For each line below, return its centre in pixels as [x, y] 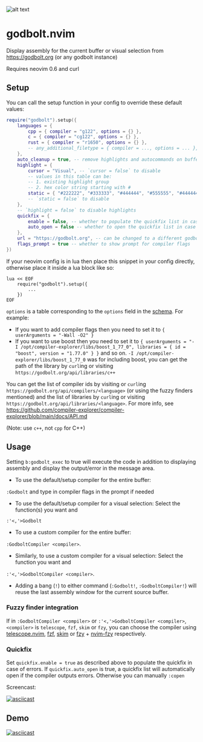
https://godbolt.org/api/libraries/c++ [65, 373]
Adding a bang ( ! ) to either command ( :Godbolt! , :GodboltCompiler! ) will [106, 586]
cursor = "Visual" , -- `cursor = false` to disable [95, 171]
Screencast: [21, 687]
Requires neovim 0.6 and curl [43, 69]
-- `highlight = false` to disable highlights [77, 210]
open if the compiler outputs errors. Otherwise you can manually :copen [95, 675]
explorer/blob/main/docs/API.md [47, 416]
